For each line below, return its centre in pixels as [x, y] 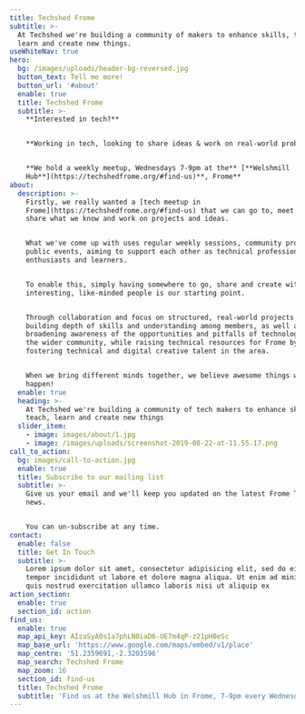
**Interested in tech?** [73, 119]
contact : [26, 535]
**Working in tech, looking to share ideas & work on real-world [152, 144]
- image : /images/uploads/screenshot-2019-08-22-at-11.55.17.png [152, 443]
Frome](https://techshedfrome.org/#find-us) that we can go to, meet [160, 210]
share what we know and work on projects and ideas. [128, 219]
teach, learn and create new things [95, 418]
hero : [20, 60]
